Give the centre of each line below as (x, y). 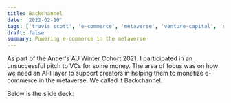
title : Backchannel (35, 13)
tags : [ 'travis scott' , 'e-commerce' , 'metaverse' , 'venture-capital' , (112, 26)
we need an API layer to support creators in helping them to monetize (106, 73)
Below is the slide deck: (41, 94)
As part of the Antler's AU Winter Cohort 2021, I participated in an (100, 58)
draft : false (26, 33)
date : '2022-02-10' (35, 20)
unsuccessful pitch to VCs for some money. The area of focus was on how (113, 66)
